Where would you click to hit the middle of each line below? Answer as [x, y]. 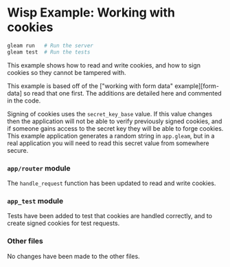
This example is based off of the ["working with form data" [90, 86]
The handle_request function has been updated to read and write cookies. [112, 183]
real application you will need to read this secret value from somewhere [108, 143]
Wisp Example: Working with [91, 13]
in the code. [24, 100]
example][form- [197, 86]
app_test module [35, 201]
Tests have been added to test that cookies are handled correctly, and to [110, 216]
